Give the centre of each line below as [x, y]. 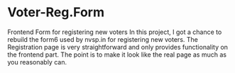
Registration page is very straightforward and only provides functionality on [118, 47]
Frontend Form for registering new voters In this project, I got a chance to [115, 32]
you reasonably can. [37, 62]
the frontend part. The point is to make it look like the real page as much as [117, 55]
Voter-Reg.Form [56, 12]
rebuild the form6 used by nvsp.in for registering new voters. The [103, 39]
